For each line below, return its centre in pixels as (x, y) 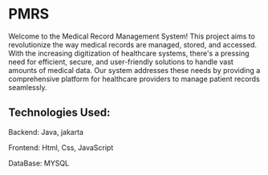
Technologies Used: (59, 113)
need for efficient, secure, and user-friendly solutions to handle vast (121, 62)
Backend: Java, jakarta (46, 132)
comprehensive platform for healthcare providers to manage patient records (134, 79)
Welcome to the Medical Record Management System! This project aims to (132, 36)
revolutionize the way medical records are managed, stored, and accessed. (133, 44)
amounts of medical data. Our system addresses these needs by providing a (134, 70)
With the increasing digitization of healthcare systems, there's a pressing (129, 53)
